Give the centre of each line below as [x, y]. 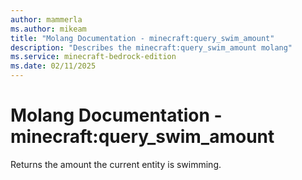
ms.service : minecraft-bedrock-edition [93, 57]
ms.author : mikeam [48, 29]
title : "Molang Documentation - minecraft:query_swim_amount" [142, 38]
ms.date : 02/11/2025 [53, 66]
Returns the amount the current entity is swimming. [116, 164]
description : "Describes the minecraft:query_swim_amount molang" [151, 47]
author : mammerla [46, 19]
